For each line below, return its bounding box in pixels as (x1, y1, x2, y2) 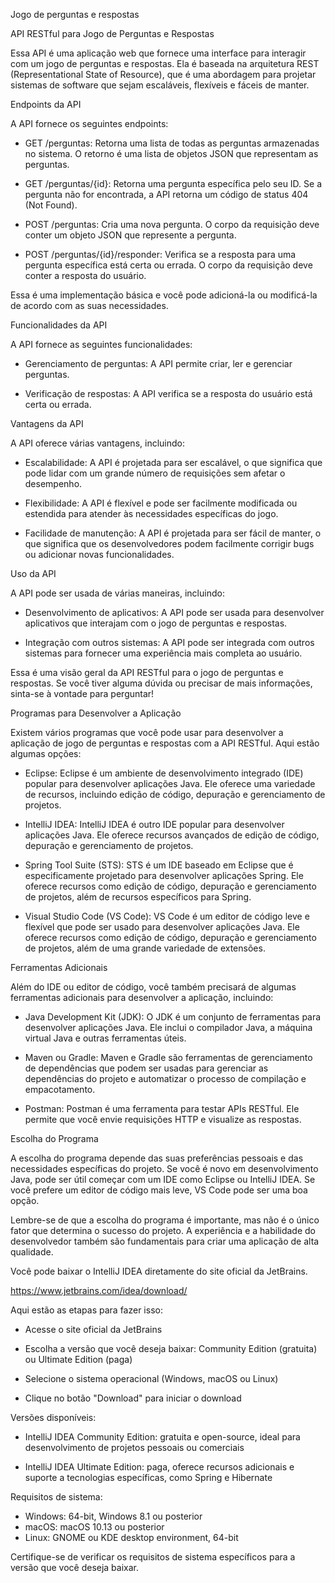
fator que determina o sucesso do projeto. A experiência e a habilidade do (10, 1225, 317, 1236)
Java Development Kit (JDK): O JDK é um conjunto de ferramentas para (24, 1011, 322, 1023)
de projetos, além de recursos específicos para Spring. (24, 891, 252, 903)
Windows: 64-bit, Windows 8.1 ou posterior (24, 1510, 203, 1522)
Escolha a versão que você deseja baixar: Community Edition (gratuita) (24, 1343, 318, 1354)
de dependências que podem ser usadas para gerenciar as (24, 1062, 269, 1074)
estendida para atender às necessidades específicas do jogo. (24, 508, 279, 519)
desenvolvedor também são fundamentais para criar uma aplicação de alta (10, 1235, 320, 1247)
